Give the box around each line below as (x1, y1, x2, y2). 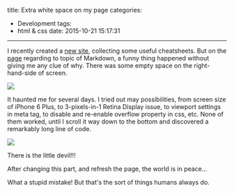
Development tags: (17, 19, 72, 27)
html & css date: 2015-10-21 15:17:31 (17, 27, 120, 35)
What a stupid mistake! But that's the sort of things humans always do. (7, 178, 210, 186)
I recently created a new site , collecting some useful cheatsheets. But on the (7, 47, 227, 55)
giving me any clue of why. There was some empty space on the (7, 62, 193, 69)
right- (194, 62, 210, 69)
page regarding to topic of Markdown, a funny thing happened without (7, 54, 210, 62)
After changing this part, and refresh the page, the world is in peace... (7, 165, 208, 173)
